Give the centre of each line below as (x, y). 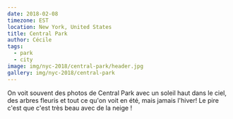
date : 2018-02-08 (33, 14)
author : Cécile (30, 40)
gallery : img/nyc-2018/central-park (61, 73)
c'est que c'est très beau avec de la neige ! (70, 108)
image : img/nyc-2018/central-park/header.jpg (75, 66)
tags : (15, 46)
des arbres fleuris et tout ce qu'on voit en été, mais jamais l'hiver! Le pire (113, 100)
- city (23, 60)
